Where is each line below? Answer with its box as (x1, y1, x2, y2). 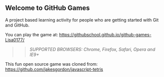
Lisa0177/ (5, 37, 25, 43)
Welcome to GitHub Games (5, 4, 90, 12)
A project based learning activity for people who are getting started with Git (5, 17, 159, 23)
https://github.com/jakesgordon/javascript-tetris (5, 66, 104, 72)
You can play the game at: (5, 31, 58, 37)
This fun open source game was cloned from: (5, 61, 98, 67)
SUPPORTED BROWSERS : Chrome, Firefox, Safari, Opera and (29, 46, 156, 52)
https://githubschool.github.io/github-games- (59, 31, 152, 37)
